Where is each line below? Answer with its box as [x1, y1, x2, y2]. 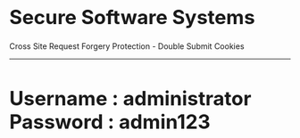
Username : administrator [9, 86, 252, 110]
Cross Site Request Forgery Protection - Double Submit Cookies [9, 41, 245, 52]
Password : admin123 [9, 110, 212, 134]
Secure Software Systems [9, 4, 256, 29]
